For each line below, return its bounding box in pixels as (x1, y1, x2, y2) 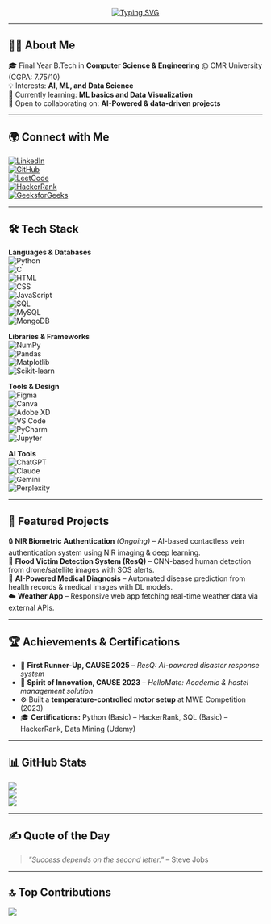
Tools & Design (8, 382, 60, 392)
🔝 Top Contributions (8, 885, 111, 900)
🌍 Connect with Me (8, 130, 110, 145)
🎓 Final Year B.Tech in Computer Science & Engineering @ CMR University (8, 61, 263, 70)
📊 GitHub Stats (8, 756, 87, 770)
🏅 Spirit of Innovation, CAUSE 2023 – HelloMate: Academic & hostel (19, 678, 248, 687)
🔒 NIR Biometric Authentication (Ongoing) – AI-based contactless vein (8, 536, 244, 546)
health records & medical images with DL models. (8, 582, 173, 592)
